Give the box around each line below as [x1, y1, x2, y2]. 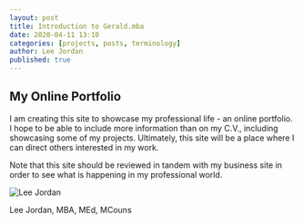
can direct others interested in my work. [9, 141, 159, 152]
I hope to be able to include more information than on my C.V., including [9, 122, 279, 133]
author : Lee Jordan [9, 47, 84, 56]
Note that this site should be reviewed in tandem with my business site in [9, 160, 283, 170]
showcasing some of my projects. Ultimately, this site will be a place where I [9, 132, 295, 143]
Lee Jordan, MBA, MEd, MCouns [9, 204, 132, 215]
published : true [9, 55, 71, 64]
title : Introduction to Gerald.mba [9, 22, 145, 31]
